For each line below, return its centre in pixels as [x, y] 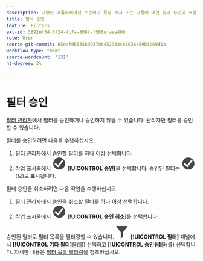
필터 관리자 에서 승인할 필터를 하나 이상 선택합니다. [74, 153]
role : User [20, 38]
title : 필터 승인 [26, 19]
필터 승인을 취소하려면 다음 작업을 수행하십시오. [62, 189]
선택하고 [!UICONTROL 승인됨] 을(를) [131, 245]
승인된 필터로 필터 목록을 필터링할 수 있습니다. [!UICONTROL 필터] [93, 237]
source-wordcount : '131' [37, 57]
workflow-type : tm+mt [34, 51]
